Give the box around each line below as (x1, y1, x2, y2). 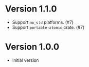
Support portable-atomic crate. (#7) (12, 24, 85, 30)
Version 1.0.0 (5, 41, 59, 53)
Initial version (12, 57, 39, 63)
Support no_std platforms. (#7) (12, 19, 74, 25)
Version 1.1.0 (5, 3, 57, 14)
